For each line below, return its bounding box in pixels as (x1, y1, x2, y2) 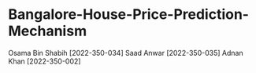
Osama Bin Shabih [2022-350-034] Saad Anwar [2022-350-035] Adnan (8, 48, 243, 57)
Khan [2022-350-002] (8, 57, 81, 66)
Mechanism (8, 22, 87, 40)
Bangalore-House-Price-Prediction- (8, 5, 250, 24)
